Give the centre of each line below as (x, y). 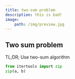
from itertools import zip (34, 67)
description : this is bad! (34, 15)
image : (12, 19)
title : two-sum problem (30, 10)
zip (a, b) (16, 71)
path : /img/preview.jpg (40, 24)
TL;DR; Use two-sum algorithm (37, 57)
